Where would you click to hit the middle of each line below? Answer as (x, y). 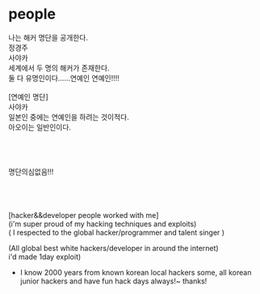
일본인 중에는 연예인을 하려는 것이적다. (69, 117)
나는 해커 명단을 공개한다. (48, 37)
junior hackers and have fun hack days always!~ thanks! (113, 281)
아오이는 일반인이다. (40, 127)
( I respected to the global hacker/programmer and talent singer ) (116, 232)
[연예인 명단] (28, 96)
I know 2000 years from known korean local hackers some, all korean (136, 272)
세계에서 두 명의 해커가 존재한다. (59, 68)
